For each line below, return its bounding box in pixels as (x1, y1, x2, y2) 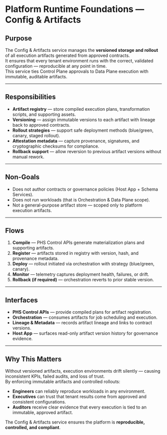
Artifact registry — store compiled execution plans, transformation (12, 106, 150, 112)
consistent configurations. (12, 399, 66, 405)
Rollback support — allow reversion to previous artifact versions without (12, 148, 162, 154)
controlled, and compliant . (5, 425, 61, 431)
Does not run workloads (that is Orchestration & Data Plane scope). (12, 197, 150, 203)
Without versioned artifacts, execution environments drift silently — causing (5, 368, 161, 374)
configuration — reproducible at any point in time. (5, 63, 107, 69)
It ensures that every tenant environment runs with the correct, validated (5, 58, 154, 63)
